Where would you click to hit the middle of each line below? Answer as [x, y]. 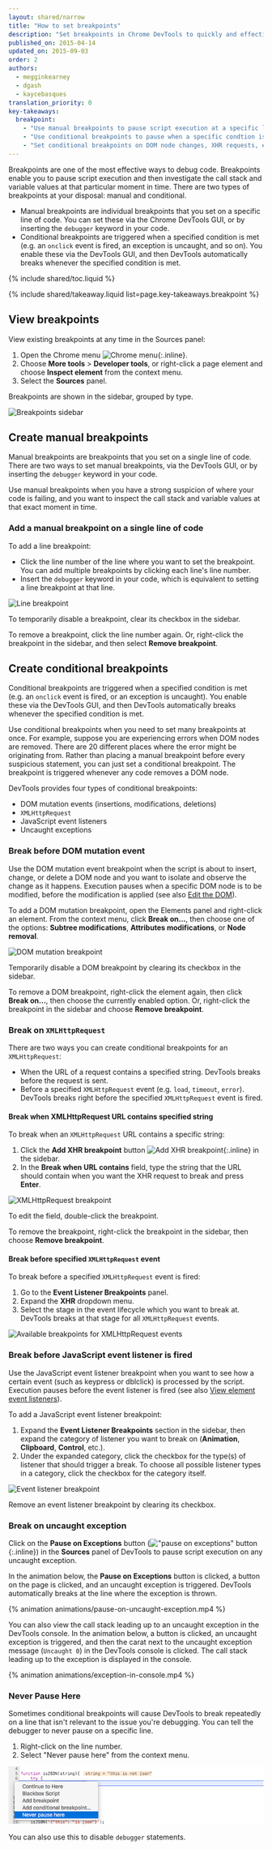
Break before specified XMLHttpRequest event [84, 1259]
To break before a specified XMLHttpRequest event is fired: [104, 1277]
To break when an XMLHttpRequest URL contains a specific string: [117, 1134]
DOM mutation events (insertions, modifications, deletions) [118, 804]
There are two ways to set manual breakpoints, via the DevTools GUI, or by [133, 465]
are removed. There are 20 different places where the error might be [123, 747]
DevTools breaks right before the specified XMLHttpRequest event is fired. [141, 1098]
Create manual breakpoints [79, 437]
